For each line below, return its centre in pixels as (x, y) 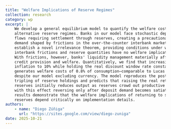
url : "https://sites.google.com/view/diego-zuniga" (75, 114)
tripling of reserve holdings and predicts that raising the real (86, 81)
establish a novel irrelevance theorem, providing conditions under (89, 48)
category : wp (19, 19)
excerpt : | (17, 24)
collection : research (28, 15)
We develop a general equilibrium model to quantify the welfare (85, 29)
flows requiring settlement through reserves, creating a (77, 39)
